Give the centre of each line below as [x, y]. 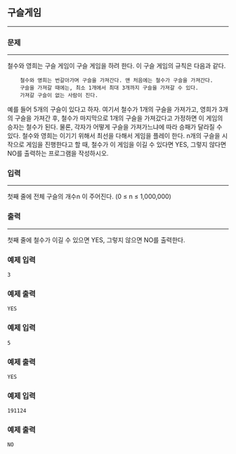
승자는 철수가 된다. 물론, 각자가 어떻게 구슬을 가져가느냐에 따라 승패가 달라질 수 [115, 127]
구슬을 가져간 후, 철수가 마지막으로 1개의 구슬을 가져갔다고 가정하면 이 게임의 [119, 118]
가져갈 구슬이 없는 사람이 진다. [59, 96]
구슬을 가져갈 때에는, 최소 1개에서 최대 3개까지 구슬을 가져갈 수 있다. [109, 88]
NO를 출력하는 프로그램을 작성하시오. [58, 153]
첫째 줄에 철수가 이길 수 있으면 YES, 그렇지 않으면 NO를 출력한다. [96, 240]
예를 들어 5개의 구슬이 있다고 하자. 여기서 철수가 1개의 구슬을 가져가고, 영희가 [112, 109]
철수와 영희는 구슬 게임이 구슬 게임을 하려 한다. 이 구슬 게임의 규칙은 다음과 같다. [117, 66]
